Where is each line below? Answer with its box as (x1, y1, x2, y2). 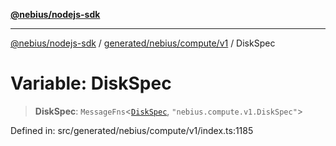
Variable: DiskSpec (10, 72, 172, 95)
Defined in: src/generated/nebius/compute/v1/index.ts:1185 (10, 124, 254, 136)
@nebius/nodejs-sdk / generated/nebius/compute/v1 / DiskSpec (10, 37, 276, 49)
